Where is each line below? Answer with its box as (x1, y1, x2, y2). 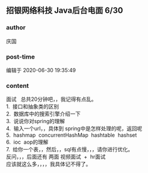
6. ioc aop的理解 (6, 138, 49, 145)
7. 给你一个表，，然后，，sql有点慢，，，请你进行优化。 (6, 146, 133, 153)
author (6, 23, 26, 32)
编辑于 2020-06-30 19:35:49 (6, 66, 76, 73)
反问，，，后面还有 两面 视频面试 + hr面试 (6, 153, 106, 160)
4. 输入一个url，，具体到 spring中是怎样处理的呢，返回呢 (6, 125, 143, 132)
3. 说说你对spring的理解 (6, 118, 65, 125)
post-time (6, 52, 35, 60)
